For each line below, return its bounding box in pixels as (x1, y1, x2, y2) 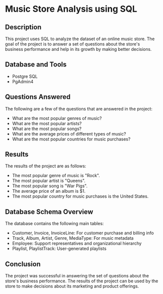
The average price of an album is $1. (12, 188, 86, 194)
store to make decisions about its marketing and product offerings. (5, 283, 139, 289)
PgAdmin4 (12, 78, 34, 84)
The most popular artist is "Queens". (12, 178, 85, 184)
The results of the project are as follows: (5, 163, 86, 169)
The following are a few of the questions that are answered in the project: (5, 106, 153, 112)
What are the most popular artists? (12, 120, 82, 126)
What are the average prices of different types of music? (12, 131, 126, 136)
